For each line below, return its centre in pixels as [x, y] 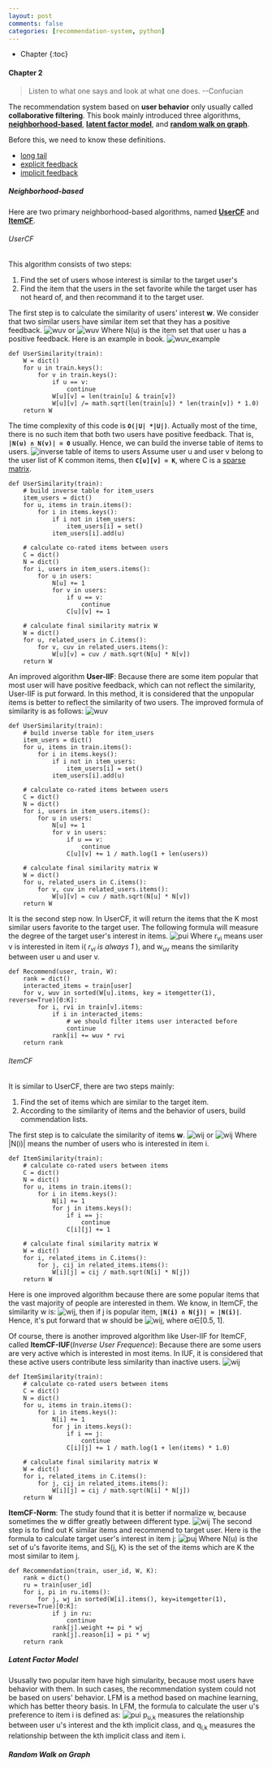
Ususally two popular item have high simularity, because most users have [131, 1680]
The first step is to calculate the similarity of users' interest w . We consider [134, 313]
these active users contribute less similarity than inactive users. [114, 1362]
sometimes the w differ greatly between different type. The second [130, 1521]
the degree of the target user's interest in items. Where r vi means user [136, 937]
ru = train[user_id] [58, 1585]
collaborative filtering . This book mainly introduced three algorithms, [125, 115]
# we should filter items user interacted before [152, 1022]
